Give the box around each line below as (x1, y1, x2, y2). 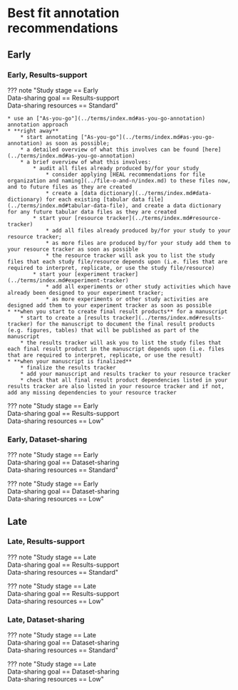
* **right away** (7, 127, 59, 135)
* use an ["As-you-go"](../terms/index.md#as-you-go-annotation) (7, 115, 205, 122)
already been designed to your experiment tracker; (7, 289, 164, 296)
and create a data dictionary (131, 202, 222, 209)
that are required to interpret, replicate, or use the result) (7, 351, 202, 359)
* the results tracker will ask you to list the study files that (20, 339, 222, 346)
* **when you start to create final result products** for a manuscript (7, 308, 228, 315)
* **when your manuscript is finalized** (7, 357, 133, 365)
